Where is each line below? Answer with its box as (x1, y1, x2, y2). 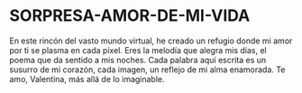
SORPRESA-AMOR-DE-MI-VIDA (9, 5, 251, 26)
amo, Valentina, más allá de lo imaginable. (9, 73, 165, 84)
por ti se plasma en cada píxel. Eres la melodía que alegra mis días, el (9, 44, 268, 55)
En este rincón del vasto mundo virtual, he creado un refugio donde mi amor (9, 35, 293, 46)
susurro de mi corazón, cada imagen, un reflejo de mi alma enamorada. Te (9, 64, 286, 75)
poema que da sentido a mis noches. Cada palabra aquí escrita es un (9, 54, 267, 65)
